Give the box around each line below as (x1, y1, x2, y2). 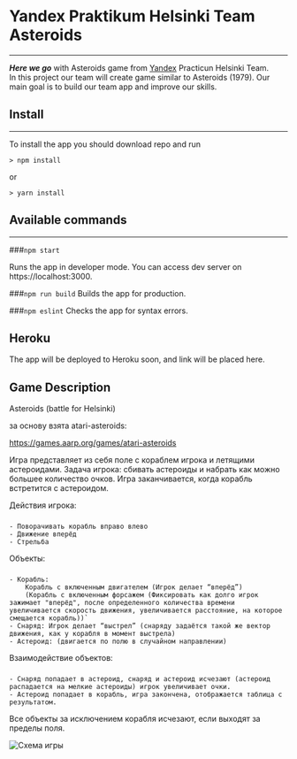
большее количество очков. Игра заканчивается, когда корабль (9, 473, 254, 484)
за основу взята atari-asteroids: (9, 420, 127, 431)
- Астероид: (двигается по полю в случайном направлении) (9, 637, 227, 647)
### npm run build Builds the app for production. (9, 287, 187, 298)
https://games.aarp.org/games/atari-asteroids (9, 438, 177, 448)
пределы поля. (9, 723, 65, 733)
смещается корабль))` (9, 614, 89, 623)
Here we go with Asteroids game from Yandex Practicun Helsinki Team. (9, 62, 270, 73)
